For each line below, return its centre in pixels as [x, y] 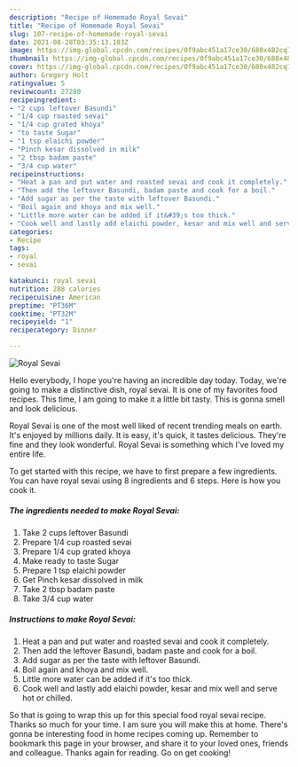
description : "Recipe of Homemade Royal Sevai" [99, 17]
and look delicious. [43, 408]
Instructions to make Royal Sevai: [72, 619]
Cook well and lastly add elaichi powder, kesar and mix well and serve [149, 688]
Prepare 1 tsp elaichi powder [74, 570]
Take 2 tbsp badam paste [68, 589]
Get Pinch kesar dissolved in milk [82, 579]
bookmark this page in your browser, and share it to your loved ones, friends [149, 743]
